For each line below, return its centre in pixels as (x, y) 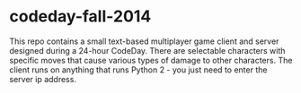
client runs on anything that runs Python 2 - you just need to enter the (138, 70)
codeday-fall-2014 (80, 17)
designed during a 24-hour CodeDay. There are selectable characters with (147, 50)
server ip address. (43, 79)
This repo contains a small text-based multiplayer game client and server (144, 41)
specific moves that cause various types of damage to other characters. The (151, 60)
